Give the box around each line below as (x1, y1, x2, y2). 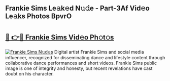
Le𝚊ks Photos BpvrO (5, 12, 72, 21)
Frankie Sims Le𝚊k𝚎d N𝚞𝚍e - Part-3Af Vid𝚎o (5, 4, 150, 13)
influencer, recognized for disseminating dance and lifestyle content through (5, 55, 165, 60)
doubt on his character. (5, 71, 54, 76)
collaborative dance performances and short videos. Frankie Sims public (5, 60, 157, 66)
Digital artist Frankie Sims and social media (54, 49, 144, 55)
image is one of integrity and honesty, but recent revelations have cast (5, 65, 153, 71)
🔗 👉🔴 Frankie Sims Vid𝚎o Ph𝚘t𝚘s (5, 33, 114, 42)
